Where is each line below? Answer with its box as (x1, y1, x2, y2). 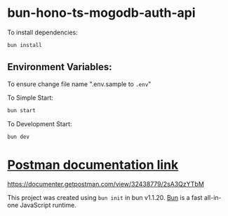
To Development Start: (7, 119, 72, 128)
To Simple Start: (7, 93, 54, 102)
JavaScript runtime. (20, 201, 77, 210)
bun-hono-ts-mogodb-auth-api (7, 5, 196, 21)
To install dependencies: (7, 28, 79, 36)
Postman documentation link (7, 156, 179, 173)
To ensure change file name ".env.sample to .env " (7, 79, 152, 88)
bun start (7, 107, 36, 114)
